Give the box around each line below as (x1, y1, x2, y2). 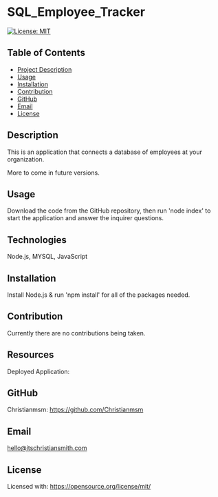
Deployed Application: (7, 367, 70, 376)
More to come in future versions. (7, 168, 100, 177)
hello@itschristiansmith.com (7, 444, 87, 452)
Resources (7, 349, 54, 361)
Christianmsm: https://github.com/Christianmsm (7, 405, 144, 414)
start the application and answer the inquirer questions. (7, 214, 164, 222)
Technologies (7, 234, 67, 246)
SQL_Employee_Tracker (7, 4, 146, 20)
